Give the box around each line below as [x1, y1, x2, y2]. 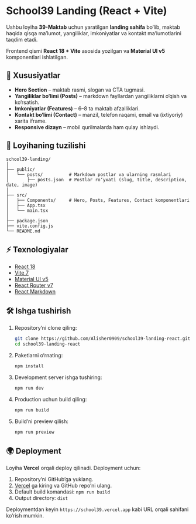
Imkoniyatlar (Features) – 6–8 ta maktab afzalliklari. [14, 104, 140, 112]
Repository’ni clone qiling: [14, 324, 77, 332]
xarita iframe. [14, 117, 47, 124]
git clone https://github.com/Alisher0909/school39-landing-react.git [14, 336, 191, 342]
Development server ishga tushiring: [14, 374, 102, 381]
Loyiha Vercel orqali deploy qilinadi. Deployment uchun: [6, 465, 141, 472]
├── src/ [6, 192, 27, 198]
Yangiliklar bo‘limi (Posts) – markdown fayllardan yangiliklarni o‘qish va [14, 92, 187, 99]
